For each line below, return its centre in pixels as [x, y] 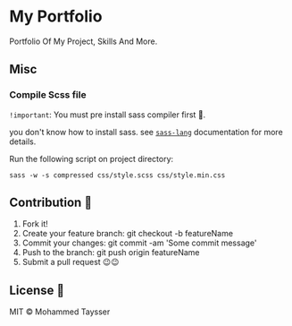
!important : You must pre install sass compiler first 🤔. [108, 115]
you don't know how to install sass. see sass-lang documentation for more [146, 132]
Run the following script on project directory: [92, 159]
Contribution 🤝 [50, 203]
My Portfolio [56, 17]
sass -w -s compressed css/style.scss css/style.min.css [117, 175]
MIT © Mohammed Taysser [60, 312]
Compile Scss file [48, 95]
